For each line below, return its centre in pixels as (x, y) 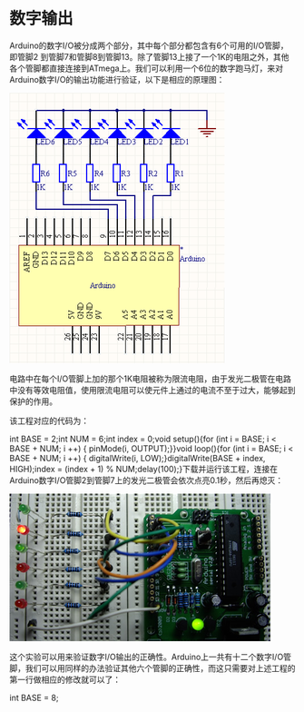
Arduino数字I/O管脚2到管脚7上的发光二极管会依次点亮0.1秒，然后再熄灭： (147, 480)
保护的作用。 (33, 401)
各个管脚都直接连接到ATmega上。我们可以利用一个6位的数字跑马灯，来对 (147, 68)
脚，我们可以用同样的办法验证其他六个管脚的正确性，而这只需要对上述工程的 (152, 667)
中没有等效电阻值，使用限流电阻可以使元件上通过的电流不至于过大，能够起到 (152, 390)
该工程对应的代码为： (49, 420)
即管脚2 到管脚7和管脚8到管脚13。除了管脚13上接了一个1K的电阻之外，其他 (149, 56)
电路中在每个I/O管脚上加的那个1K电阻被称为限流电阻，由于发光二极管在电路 (151, 379)
